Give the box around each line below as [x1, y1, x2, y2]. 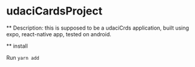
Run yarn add [6, 54, 39, 61]
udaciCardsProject [6, 4, 103, 18]
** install [6, 42, 28, 49]
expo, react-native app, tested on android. [6, 30, 111, 37]
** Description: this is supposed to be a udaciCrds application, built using [6, 24, 190, 31]
